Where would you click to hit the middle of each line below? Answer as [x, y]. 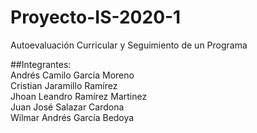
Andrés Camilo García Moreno [72, 75]
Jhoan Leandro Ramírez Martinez [79, 96]
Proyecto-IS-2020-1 [96, 17]
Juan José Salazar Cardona [67, 107]
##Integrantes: [41, 64]
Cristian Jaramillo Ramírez [64, 85]
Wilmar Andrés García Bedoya [72, 117]
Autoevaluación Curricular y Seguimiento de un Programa [129, 45]
